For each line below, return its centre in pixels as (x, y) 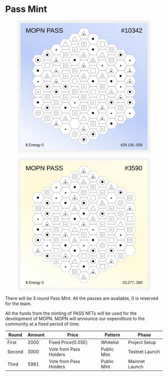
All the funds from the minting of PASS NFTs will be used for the (71, 313)
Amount (36, 335)
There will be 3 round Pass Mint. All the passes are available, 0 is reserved (82, 298)
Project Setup (142, 342)
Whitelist (110, 342)
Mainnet (136, 362)
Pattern (112, 335)
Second (15, 352)
